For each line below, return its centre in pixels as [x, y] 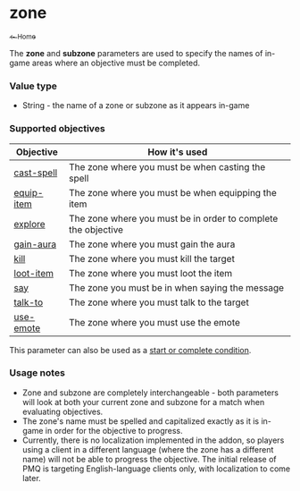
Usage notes [37, 373]
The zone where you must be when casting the [167, 166]
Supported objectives [57, 129]
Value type [33, 86]
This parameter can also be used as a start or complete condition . [130, 350]
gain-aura [35, 244]
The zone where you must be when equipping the [172, 192]
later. [32, 478]
